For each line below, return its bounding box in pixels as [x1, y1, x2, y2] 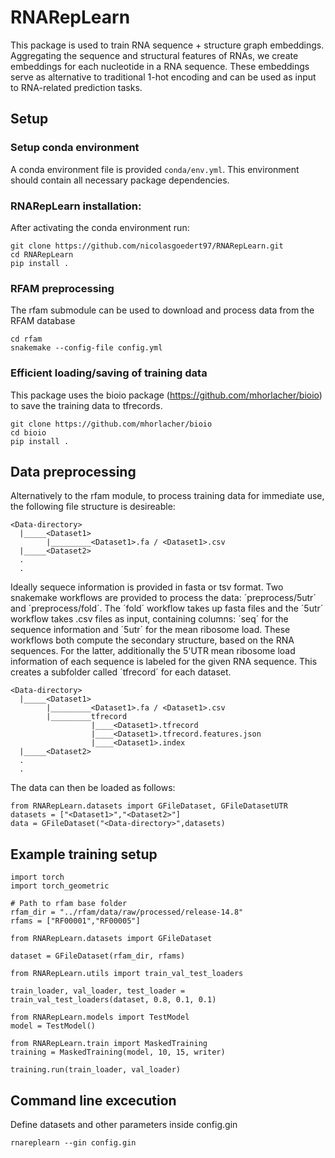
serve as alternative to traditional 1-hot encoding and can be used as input [10, 71, 317, 83]
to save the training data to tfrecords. [10, 399, 163, 411]
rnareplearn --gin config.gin [10, 1137, 137, 1148]
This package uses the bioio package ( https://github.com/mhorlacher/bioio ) [10, 389, 323, 401]
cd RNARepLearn [10, 249, 74, 260]
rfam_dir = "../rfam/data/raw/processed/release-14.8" [10, 907, 244, 918]
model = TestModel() [10, 1021, 97, 1031]
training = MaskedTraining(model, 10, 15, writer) [10, 1047, 226, 1058]
